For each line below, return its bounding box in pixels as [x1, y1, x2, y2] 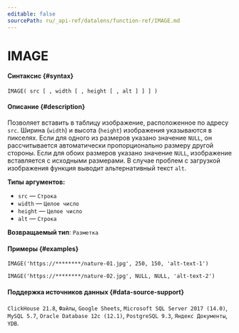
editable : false [7, 10, 56, 18]
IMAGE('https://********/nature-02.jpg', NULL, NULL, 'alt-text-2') [7, 272, 215, 280]
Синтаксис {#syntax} [7, 72, 73, 81]
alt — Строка [17, 215, 57, 223]
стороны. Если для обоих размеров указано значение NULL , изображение [7, 149, 232, 158]
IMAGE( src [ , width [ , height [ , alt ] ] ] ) [7, 87, 158, 95]
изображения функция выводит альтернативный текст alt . [7, 164, 187, 173]
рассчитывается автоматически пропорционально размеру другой [7, 141, 214, 150]
